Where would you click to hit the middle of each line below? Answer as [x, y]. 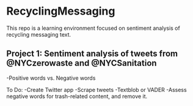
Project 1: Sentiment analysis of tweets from [92, 54]
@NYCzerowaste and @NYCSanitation [82, 63]
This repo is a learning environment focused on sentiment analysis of [93, 28]
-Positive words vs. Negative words [51, 78]
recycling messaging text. [39, 34]
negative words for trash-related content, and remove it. [77, 96]
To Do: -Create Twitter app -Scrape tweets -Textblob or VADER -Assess [97, 90]
